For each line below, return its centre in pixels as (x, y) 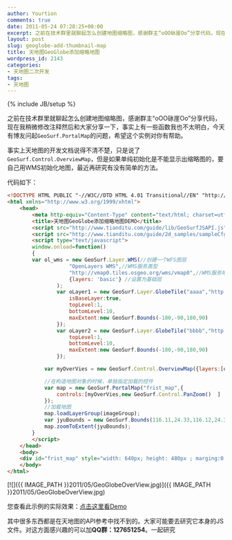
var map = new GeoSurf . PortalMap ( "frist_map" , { (114, 388)
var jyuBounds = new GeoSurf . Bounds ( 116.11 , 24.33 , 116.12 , (129, 420)
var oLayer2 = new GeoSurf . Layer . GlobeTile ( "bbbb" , (132, 331)
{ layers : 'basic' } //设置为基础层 (115, 279)
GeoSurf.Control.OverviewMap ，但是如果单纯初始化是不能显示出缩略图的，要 (116, 159)
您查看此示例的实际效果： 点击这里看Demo (67, 506)
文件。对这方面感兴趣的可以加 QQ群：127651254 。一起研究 (91, 530)
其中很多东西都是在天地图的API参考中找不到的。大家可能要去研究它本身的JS (116, 521)
